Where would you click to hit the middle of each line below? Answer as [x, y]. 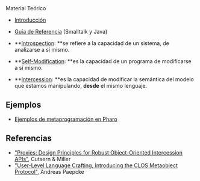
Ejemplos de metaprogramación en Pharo [66, 119]
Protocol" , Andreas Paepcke [49, 172]
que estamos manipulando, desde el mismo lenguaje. [81, 86]
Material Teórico [26, 8]
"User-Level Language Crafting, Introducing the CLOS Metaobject [96, 165]
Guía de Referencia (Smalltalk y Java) [61, 32]
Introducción [30, 20]
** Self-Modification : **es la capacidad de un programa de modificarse [103, 61]
